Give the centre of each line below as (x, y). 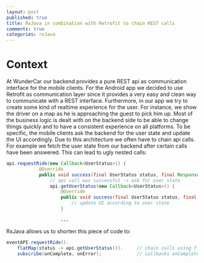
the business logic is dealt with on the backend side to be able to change (97, 120)
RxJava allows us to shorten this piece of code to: (69, 231)
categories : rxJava (31, 35)
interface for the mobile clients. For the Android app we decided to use (95, 88)
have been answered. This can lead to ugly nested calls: (76, 152)
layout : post (23, 12)
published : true (27, 18)
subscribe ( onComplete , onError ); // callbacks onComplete (108, 254)
